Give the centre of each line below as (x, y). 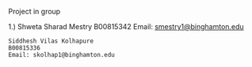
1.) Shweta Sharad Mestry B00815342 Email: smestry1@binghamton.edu (126, 26)
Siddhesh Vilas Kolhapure (51, 41)
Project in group (34, 11)
